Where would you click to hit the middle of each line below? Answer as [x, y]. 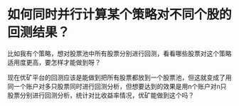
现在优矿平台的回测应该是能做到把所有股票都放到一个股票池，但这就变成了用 [119, 77]
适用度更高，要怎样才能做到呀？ [54, 62]
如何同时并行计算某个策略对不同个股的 [120, 15]
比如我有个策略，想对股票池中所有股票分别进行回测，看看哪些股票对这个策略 [119, 53]
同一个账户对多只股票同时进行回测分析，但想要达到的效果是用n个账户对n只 [117, 86]
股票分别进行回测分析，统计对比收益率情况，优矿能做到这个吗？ [101, 95]
